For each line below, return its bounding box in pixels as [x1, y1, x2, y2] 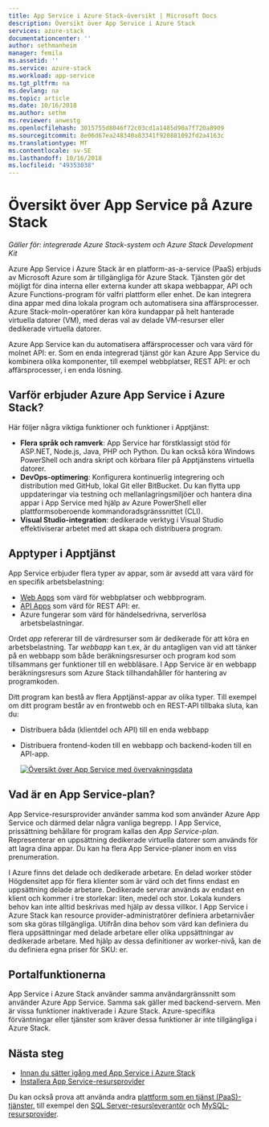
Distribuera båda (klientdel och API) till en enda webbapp [19, 724, 210, 734]
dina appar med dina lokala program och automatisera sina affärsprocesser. [8, 299, 259, 308]
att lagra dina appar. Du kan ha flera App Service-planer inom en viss [8, 843, 237, 853]
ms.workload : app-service [8, 72, 95, 80]
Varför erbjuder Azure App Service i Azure [8, 388, 226, 402]
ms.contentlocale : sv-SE [8, 147, 92, 155]
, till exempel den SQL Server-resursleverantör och [32, 1100, 201, 1111]
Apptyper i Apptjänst [8, 547, 116, 560]
